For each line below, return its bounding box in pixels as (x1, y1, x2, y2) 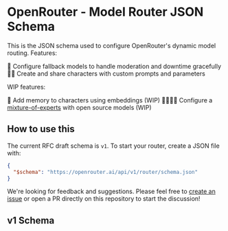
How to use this (7, 123, 76, 135)
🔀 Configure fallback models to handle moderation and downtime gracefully (7, 62, 222, 70)
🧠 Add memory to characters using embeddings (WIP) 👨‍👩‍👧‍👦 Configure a (7, 96, 213, 104)
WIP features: (7, 82, 46, 91)
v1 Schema (7, 214, 55, 226)
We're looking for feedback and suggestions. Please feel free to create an (7, 187, 216, 196)
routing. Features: (7, 49, 57, 57)
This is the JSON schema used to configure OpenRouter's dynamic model (7, 41, 216, 49)
